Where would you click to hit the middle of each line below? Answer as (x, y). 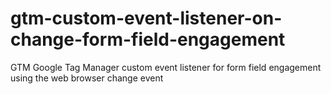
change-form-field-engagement (148, 39)
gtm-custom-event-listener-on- (146, 18)
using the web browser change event (87, 78)
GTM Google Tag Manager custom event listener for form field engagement (166, 67)
